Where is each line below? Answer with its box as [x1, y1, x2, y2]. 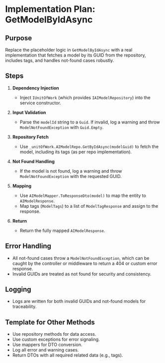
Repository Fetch [12, 134, 49, 140]
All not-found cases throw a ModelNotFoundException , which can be [12, 255, 150, 261]
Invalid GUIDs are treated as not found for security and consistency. [12, 271, 152, 277]
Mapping [12, 182, 31, 189]
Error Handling [5, 242, 51, 250]
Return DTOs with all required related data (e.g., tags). [12, 352, 123, 358]
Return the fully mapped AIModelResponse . [19, 227, 105, 234]
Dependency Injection [12, 85, 59, 91]
